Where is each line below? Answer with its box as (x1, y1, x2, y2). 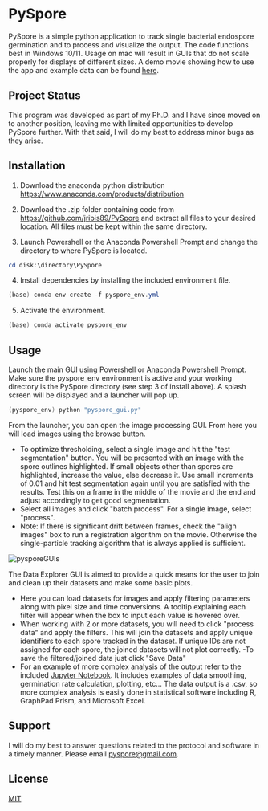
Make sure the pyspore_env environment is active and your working (8, 373, 233, 382)
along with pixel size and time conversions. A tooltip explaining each (19, 601, 246, 611)
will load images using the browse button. (8, 429, 146, 438)
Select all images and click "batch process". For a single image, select (19, 503, 252, 514)
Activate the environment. (19, 306, 106, 316)
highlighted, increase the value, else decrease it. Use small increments (19, 470, 254, 479)
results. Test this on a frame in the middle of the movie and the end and (19, 487, 257, 496)
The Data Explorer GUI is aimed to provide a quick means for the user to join (8, 569, 260, 579)
